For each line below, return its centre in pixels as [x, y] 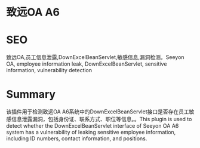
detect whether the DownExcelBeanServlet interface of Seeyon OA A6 [93, 126]
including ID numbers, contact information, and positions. [77, 138]
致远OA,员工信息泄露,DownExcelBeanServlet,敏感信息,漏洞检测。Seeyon [95, 57]
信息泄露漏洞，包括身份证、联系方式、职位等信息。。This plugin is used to [101, 119]
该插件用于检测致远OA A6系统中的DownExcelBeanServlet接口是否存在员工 [98, 112]
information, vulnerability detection [49, 70]
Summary [31, 95]
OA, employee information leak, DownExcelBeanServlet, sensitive [87, 64]
